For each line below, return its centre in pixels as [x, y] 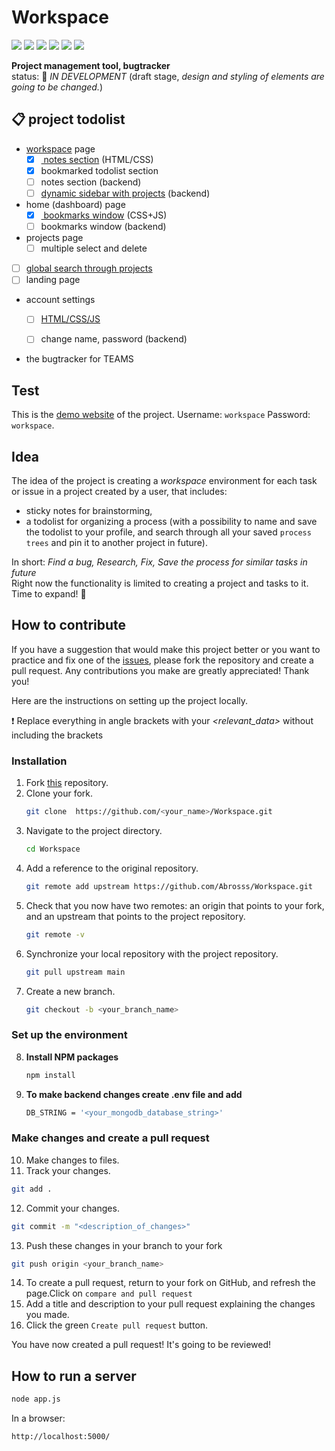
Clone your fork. [59, 793]
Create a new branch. [70, 991]
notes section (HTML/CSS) [98, 159]
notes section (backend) [91, 182]
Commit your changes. [72, 1208]
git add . [32, 1189]
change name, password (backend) [114, 339]
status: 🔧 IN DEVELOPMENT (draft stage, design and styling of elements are [168, 76]
